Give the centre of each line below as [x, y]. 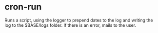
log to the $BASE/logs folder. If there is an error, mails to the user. [70, 25]
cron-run [23, 7]
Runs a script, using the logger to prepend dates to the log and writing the [79, 20]
